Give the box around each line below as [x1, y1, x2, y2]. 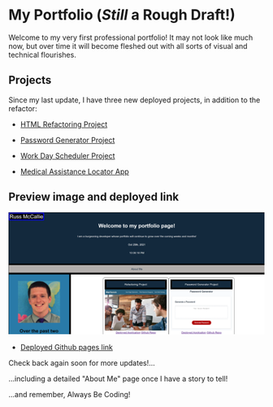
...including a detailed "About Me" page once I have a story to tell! [8, 374, 228, 383]
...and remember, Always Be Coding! [8, 390, 131, 400]
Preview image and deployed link [8, 190, 180, 204]
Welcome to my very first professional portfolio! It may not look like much [8, 32, 253, 42]
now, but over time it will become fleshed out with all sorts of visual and [8, 41, 248, 50]
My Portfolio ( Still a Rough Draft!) [8, 6, 236, 24]
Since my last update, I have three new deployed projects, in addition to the [8, 95, 261, 105]
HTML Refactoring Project [19, 119, 108, 129]
